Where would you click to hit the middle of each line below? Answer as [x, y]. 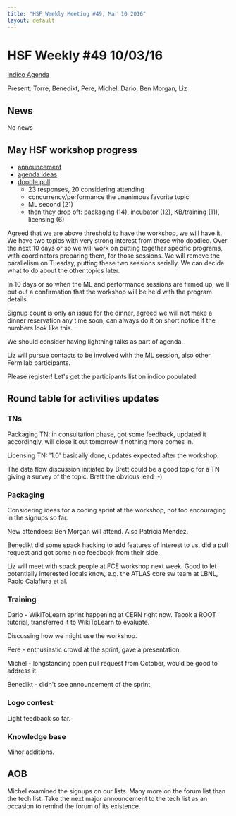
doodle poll [34, 182]
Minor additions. [31, 752]
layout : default [31, 20]
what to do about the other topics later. [64, 271]
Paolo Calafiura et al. [38, 581]
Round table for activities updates [83, 398]
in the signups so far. [38, 518]
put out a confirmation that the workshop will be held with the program [110, 292]
